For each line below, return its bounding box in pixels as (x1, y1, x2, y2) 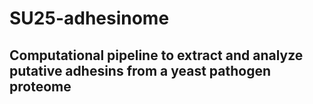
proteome (9, 78, 72, 95)
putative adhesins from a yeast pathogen (9, 62, 272, 79)
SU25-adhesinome (9, 7, 170, 30)
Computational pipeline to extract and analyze (9, 47, 304, 64)
